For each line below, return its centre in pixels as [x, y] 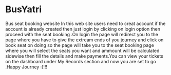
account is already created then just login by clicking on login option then [83, 29]
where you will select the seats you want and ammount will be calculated [82, 51]
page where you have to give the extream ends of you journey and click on [84, 40]
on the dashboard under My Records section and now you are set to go [81, 61]
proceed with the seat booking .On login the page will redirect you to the [82, 34]
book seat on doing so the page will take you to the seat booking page [80, 45]
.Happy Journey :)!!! [26, 67]
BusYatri [24, 9]
